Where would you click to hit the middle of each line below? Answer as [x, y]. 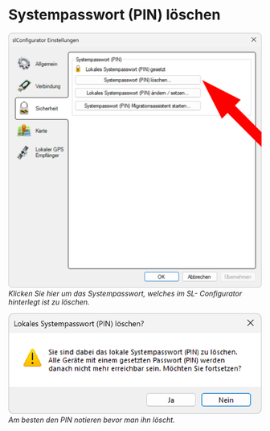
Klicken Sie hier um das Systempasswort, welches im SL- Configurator [125, 293]
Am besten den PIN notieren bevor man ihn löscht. [92, 420]
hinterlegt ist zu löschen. [49, 302]
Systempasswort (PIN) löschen [115, 15]
